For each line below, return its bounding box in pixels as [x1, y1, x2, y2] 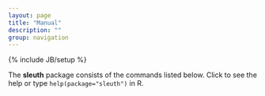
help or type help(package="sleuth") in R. [8, 79, 144, 88]
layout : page [8, 11, 51, 20]
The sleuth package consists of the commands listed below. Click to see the [8, 70, 257, 79]
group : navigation [8, 33, 69, 42]
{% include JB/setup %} [8, 55, 87, 65]
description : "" [8, 26, 62, 34]
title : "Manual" [8, 19, 62, 27]
